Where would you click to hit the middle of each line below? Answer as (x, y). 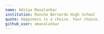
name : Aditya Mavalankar (31, 10)
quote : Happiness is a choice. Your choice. (53, 19)
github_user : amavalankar (32, 24)
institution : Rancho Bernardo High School (50, 14)
